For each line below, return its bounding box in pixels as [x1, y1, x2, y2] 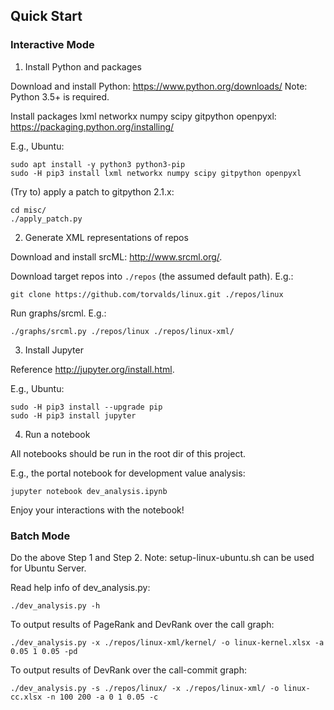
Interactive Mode [10, 38, 95, 52]
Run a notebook [24, 428, 91, 440]
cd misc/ [10, 205, 47, 215]
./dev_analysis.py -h [10, 600, 101, 611]
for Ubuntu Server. [10, 562, 87, 574]
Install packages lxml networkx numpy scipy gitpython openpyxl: [10, 110, 277, 122]
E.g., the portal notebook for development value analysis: [10, 467, 246, 479]
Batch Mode [10, 529, 71, 543]
